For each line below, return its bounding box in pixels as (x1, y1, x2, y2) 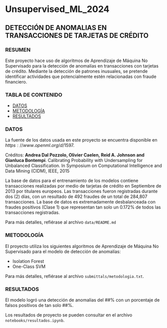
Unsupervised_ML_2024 (5, 3, 110, 15)
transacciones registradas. (5, 209, 60, 215)
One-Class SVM (12, 263, 46, 269)
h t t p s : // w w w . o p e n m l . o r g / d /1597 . (5, 142, 75, 148)
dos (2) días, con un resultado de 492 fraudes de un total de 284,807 (5, 193, 148, 199)
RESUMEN (5, 46, 31, 53)
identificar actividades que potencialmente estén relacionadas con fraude (5, 73, 157, 79)
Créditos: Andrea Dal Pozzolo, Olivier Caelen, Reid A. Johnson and (5, 152, 145, 158)
